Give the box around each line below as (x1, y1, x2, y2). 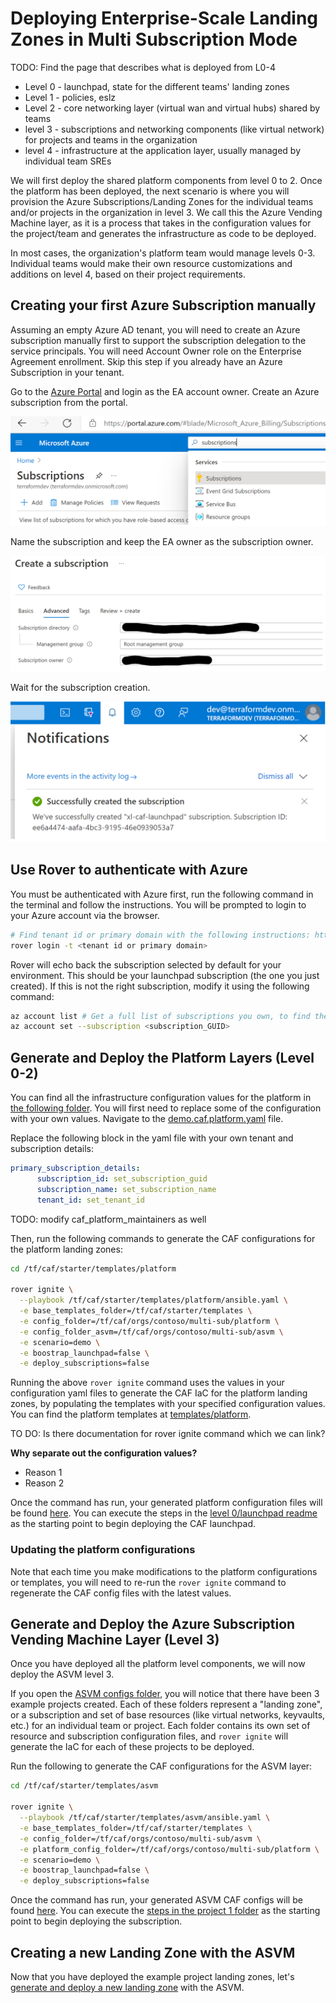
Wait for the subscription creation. (10, 681, 151, 693)
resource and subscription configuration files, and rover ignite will (10, 1730, 289, 1742)
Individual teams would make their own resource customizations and (10, 257, 293, 269)
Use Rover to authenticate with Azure (10, 862, 248, 879)
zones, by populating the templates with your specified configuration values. (10, 1398, 326, 1410)
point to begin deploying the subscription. (10, 1915, 183, 1927)
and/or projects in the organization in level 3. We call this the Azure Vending (10, 206, 323, 218)
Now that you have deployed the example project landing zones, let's (10, 1971, 295, 1982)
